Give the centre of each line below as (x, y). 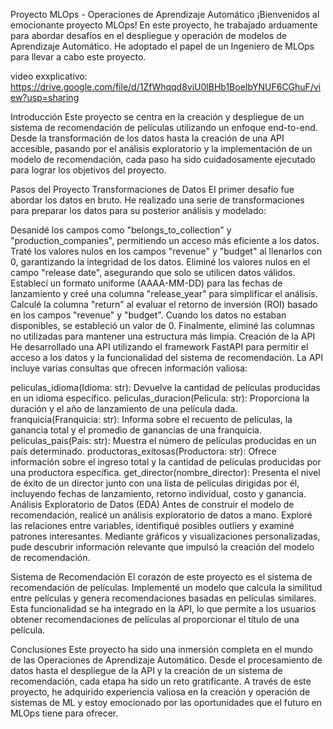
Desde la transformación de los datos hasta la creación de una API (147, 138)
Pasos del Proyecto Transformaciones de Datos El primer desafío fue (152, 189)
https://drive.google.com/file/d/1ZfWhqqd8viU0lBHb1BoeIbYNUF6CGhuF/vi (166, 87)
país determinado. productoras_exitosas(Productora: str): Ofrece (143, 451)
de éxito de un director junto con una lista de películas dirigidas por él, (155, 483)
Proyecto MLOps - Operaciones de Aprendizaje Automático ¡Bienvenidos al (165, 14)
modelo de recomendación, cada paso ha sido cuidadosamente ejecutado (163, 159)
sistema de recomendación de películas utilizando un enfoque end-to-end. (164, 127)
